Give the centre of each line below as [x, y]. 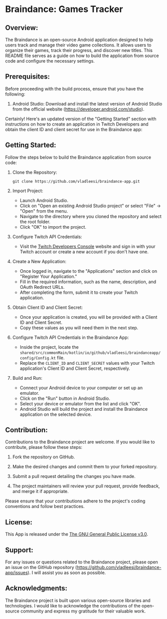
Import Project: [28, 191]
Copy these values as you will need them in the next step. [79, 328]
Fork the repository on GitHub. [44, 457]
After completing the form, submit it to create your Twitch [79, 292]
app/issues [17, 573]
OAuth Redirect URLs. [42, 287]
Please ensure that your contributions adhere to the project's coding [75, 501]
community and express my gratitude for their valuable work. [83, 611]
